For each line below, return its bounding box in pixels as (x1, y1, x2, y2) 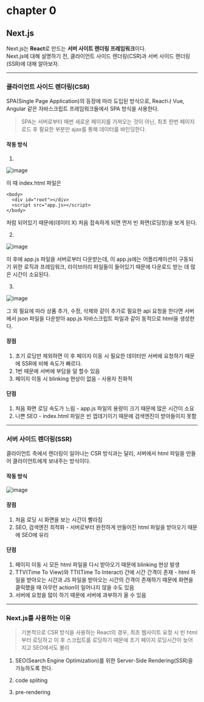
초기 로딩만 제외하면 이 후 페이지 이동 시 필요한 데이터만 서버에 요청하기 (15, 352, 184, 360)
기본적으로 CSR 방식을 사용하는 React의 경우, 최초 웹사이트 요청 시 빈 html (21, 629, 198, 636)
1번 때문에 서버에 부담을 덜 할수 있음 (15, 367, 100, 375)
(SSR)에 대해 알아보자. (6, 60, 59, 67)
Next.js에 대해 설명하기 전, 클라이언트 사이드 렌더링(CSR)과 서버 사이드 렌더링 (6, 52, 191, 60)
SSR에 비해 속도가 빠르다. (21, 360, 83, 367)
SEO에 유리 (21, 531, 49, 538)
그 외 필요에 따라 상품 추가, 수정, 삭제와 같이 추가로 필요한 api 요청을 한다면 (6, 307, 183, 314)
